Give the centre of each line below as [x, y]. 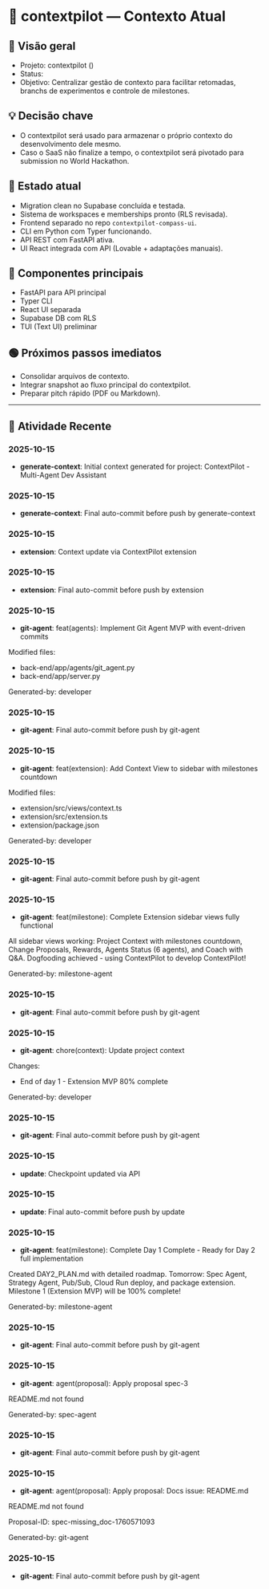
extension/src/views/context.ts [71, 808]
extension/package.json [60, 825]
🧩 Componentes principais [76, 273]
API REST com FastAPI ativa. [67, 239]
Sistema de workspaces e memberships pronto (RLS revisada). [124, 214]
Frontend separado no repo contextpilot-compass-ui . [108, 222]
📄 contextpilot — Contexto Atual [117, 16]
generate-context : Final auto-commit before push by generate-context [138, 514]
